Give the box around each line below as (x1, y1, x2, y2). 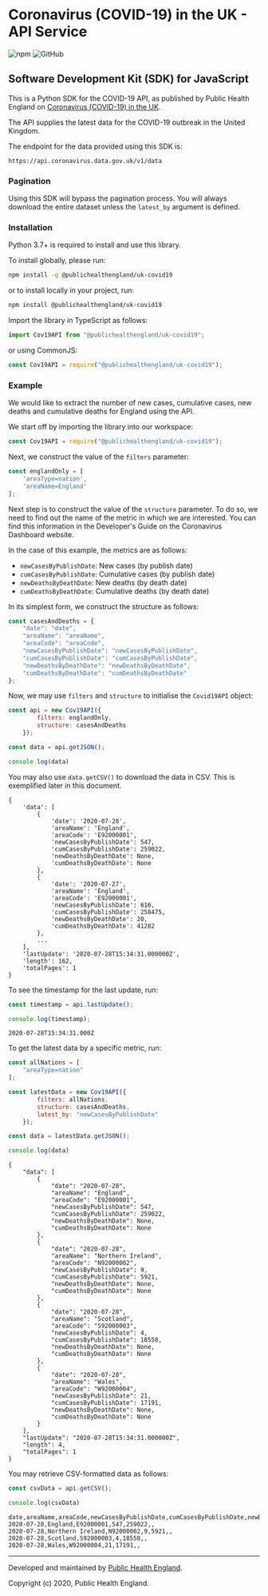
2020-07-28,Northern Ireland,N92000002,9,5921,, (8, 1527, 173, 1535)
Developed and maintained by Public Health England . (8, 1562, 183, 1572)
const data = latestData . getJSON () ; (8, 1132, 130, 1140)
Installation (8, 221, 53, 233)
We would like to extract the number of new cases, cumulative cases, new (8, 398, 252, 408)
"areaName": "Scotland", (50, 1315, 134, 1323)
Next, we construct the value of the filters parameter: (8, 452, 189, 461)
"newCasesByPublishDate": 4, (50, 1329, 148, 1337)
